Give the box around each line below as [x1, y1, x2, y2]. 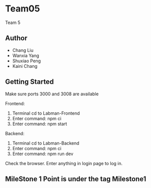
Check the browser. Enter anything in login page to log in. [5, 160, 123, 166]
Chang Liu [12, 47, 34, 53]
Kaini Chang [12, 63, 38, 69]
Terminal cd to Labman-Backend [12, 140, 79, 146]
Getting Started [5, 78, 54, 86]
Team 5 [5, 19, 21, 25]
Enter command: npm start [12, 121, 67, 127]
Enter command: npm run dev [12, 151, 74, 157]
